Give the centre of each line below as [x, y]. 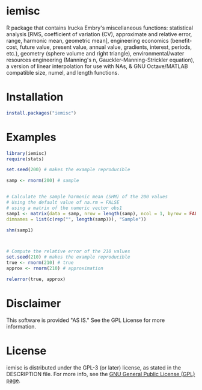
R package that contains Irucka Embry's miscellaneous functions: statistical [100, 28]
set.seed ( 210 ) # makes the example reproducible [68, 257]
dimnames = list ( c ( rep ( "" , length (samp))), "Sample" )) [76, 219]
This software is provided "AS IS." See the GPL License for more [86, 320]
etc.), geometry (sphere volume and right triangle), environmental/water [95, 53]
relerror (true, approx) [36, 279]
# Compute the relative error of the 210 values [68, 251]
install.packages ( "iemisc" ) [41, 113]
